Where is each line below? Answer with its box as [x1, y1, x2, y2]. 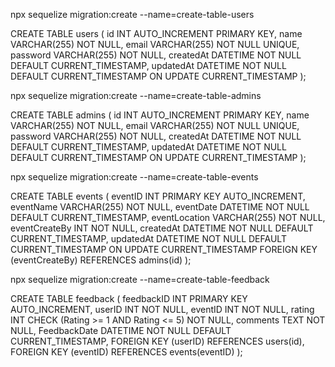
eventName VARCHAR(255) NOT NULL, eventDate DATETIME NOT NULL [10, 201, 310, 213]
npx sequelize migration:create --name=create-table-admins [10, 90, 262, 101]
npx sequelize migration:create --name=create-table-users [10, 9, 255, 20]
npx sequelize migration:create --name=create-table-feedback [10, 274, 270, 285]
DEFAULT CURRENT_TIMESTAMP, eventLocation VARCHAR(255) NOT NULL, [10, 212, 326, 223]
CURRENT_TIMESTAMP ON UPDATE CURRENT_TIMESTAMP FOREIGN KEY [10, 244, 318, 255]
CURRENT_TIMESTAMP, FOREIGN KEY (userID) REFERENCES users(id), [10, 335, 305, 347]
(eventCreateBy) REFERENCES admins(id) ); [10, 254, 192, 266]
